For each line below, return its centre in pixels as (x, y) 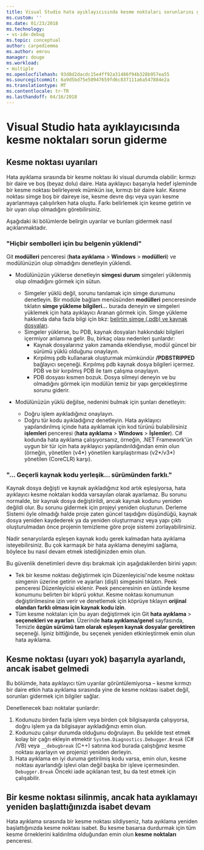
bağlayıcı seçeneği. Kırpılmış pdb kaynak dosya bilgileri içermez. (114, 364)
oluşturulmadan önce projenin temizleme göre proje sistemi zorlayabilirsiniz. (101, 527)
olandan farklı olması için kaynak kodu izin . (70, 608)
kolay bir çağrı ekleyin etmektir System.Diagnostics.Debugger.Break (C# (104, 739)
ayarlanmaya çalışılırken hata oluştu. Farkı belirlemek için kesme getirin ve (99, 203)
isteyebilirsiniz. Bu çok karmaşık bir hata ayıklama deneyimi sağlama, (92, 545)
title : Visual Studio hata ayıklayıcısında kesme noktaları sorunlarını (100, 12)
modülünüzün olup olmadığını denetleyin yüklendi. (69, 263)
